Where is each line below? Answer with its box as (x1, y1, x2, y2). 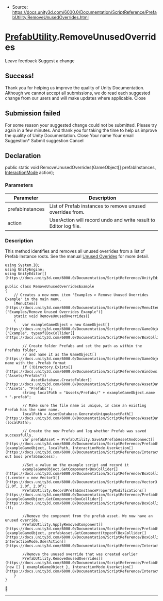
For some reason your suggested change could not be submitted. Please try (5, 122, 157, 128)
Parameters (5, 182, 33, 189)
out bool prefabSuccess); (5, 454, 57, 459)
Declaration (5, 152, 41, 160)
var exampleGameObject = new (22, 322, 81, 327)
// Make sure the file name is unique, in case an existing (22, 403, 147, 408)
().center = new (5, 475, 38, 480)
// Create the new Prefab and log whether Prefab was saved (22, 429, 147, 433)
